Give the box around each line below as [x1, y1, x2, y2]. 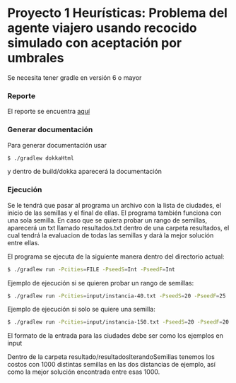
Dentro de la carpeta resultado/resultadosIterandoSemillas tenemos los [7, 353, 216, 361]
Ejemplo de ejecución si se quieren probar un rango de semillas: [7, 278, 194, 287]
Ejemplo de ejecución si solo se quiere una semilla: [7, 305, 155, 314]
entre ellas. [7, 238, 40, 247]
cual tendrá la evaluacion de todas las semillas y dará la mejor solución [7, 231, 214, 240]
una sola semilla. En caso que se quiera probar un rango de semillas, [7, 216, 207, 224]
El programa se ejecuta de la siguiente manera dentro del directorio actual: [7, 252, 225, 261]
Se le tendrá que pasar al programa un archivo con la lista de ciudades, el [7, 201, 221, 209]
